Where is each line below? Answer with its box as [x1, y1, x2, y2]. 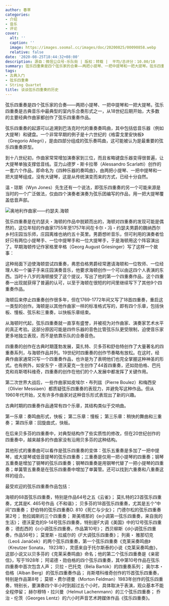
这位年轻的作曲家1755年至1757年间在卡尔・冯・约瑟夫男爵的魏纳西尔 [18, 225, 161, 231]
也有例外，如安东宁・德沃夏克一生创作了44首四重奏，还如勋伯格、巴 [14, 362, 157, 368]
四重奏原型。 [9, 144, 36, 150]
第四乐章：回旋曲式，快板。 [15, 419, 73, 425]
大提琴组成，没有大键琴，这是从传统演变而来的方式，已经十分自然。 [9, 174, 151, 180]
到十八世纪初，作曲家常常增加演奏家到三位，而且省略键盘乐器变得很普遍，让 [5, 154, 164, 160]
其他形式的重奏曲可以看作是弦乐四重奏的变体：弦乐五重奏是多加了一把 [5, 447, 151, 453]
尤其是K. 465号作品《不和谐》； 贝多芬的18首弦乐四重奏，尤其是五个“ [14, 500, 157, 506]
